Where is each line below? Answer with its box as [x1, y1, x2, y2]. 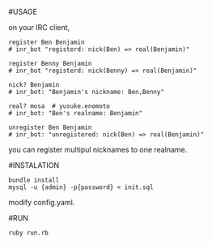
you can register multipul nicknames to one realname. [8, 145, 188, 154]
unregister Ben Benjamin [8, 123, 92, 131]
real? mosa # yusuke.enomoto [8, 102, 111, 110]
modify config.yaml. [8, 198, 75, 207]
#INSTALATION [8, 161, 60, 170]
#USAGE [8, 7, 38, 16]
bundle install [8, 176, 60, 184]
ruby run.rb [8, 229, 49, 237]
